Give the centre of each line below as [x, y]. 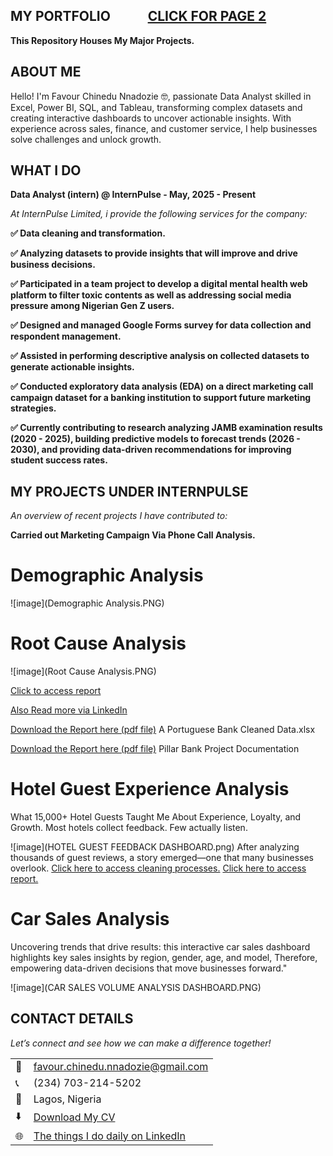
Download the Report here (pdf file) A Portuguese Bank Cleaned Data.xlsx [163, 730]
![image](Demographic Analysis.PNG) [87, 603]
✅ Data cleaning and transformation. [88, 233]
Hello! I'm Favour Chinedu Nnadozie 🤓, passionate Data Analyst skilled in [161, 96]
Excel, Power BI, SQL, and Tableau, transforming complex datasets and [156, 107]
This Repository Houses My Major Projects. [102, 40]
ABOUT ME [46, 72]
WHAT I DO [46, 170]
